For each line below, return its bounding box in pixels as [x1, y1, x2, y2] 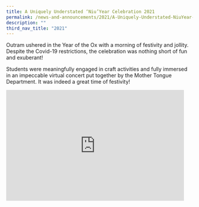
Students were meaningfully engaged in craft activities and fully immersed [6, 66, 188, 73]
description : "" [6, 20, 46, 26]
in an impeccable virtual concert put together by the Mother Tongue [6, 72, 172, 79]
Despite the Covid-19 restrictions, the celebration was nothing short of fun [6, 48, 188, 55]
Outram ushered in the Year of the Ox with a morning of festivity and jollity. [6, 42, 189, 49]
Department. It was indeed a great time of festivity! [6, 78, 130, 85]
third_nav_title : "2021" [6, 25, 68, 31]
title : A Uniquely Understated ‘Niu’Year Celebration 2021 [6, 8, 155, 15]
